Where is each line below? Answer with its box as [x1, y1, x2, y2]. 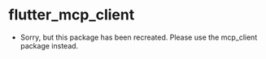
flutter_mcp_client [8, 6, 135, 24]
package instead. [20, 40, 79, 50]
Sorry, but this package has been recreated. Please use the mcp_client [20, 32, 258, 42]
